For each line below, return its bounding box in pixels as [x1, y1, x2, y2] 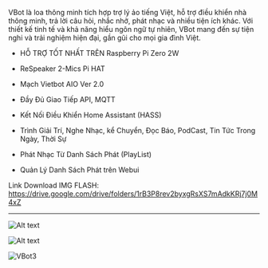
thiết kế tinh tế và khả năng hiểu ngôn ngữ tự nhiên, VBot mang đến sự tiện [8, 25, 254, 33]
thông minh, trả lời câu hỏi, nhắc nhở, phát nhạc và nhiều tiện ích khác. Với [8, 16, 254, 26]
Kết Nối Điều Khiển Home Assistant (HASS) [19, 110, 162, 120]
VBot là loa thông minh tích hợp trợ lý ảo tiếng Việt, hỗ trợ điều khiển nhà [8, 8, 247, 17]
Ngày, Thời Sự [19, 134, 67, 144]
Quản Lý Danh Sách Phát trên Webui [19, 165, 140, 175]
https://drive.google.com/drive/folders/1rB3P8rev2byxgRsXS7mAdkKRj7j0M [8, 189, 258, 199]
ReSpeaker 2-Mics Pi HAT [19, 64, 105, 73]
